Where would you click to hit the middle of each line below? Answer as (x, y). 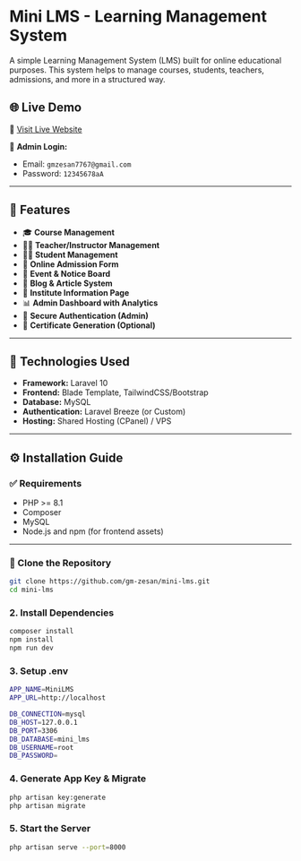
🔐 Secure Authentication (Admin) (86, 315)
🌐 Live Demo (46, 108)
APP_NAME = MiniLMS (42, 690)
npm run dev (31, 648)
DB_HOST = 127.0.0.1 (43, 722)
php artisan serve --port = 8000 (68, 847)
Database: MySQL (56, 402)
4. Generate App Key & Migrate (78, 779)
